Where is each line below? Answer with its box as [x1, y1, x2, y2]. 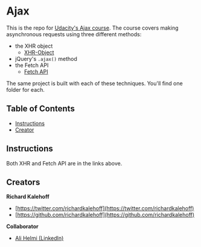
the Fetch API [14, 62, 49, 69]
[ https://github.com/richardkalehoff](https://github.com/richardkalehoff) [14, 211, 195, 219]
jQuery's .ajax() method [14, 55, 77, 62]
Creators [6, 177, 40, 187]
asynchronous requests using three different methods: [6, 30, 142, 37]
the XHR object [14, 42, 53, 50]
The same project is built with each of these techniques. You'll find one [6, 80, 183, 87]
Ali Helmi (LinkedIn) [14, 234, 64, 242]
